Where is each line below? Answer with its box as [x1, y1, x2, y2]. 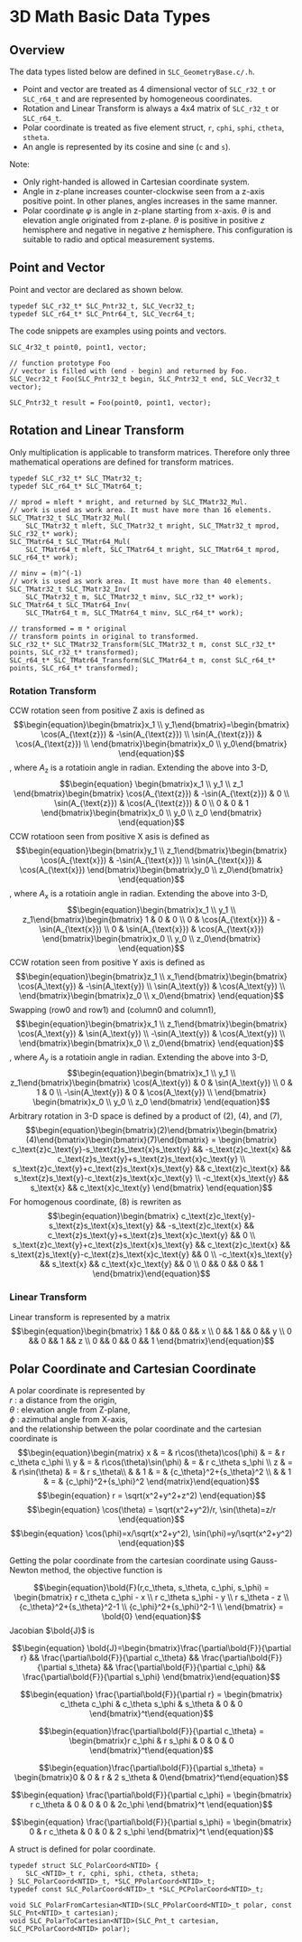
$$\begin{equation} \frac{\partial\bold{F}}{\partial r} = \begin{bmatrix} [20, 1689, 283, 1700]
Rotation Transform [9, 684, 96, 697]
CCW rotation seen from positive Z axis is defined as [9, 705, 206, 716]
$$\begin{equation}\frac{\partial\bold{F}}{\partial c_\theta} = [38, 1726, 265, 1737]
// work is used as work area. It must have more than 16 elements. [9, 505, 272, 514]
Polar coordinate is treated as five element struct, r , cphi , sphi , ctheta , [22, 122, 285, 133]
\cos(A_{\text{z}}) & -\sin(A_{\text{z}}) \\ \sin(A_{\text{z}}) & [40, 728, 263, 739]
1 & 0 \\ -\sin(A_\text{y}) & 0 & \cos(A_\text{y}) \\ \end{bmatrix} [36, 1087, 267, 1098]
